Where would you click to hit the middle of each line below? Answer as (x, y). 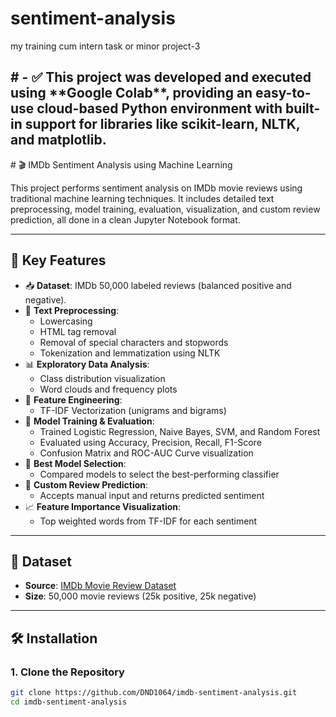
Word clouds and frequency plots (108, 389)
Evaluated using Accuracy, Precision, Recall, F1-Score (150, 442)
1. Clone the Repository (67, 672)
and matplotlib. (58, 140)
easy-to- (283, 93)
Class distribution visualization (102, 378)
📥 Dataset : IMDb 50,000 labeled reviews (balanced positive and (158, 285)
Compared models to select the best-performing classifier (159, 474)
